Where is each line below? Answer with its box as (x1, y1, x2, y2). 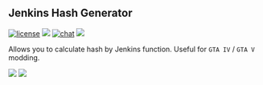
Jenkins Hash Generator (8, 6, 133, 20)
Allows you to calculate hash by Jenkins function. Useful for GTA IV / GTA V (8, 44, 255, 54)
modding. (8, 52, 40, 63)
